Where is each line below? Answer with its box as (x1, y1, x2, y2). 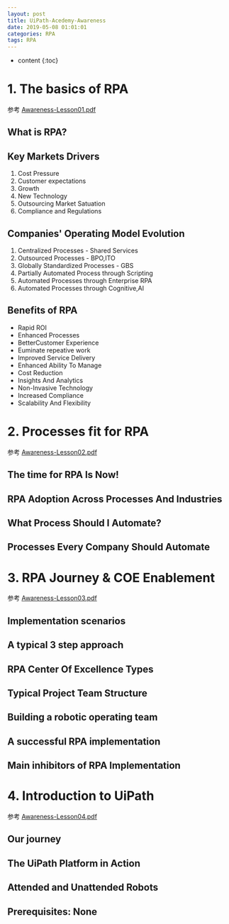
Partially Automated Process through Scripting (17, 269, 154, 277)
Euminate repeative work (17, 345, 91, 355)
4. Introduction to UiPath (7, 788, 155, 804)
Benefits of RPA (7, 304, 78, 316)
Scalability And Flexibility (17, 399, 91, 407)
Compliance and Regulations (17, 207, 102, 216)
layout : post (7, 10, 46, 18)
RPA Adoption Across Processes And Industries (7, 493, 223, 505)
